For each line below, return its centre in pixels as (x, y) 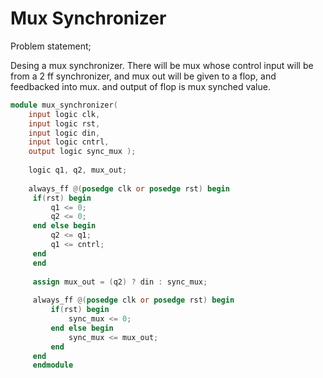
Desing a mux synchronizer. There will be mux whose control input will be (162, 65)
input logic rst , (64, 123)
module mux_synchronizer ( (64, 105)
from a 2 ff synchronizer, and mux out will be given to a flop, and (143, 76)
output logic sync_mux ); (82, 152)
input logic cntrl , (69, 142)
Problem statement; (51, 46)
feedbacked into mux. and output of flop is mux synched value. (140, 86)
